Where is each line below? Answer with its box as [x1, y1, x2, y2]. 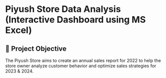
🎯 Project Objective [5, 44, 67, 53]
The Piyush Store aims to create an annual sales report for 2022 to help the [5, 58, 161, 63]
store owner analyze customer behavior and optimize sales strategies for [5, 63, 156, 69]
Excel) [5, 25, 32, 36]
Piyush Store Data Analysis [5, 3, 121, 15]
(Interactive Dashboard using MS [5, 14, 146, 25]
